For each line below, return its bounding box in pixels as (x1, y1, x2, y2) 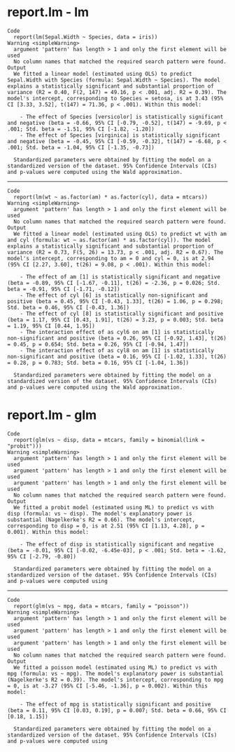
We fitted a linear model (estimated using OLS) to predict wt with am (13, 230, 227, 237)
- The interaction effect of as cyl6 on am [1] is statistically (20, 328, 215, 335)
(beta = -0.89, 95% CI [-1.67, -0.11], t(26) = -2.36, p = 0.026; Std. (7, 279, 220, 286)
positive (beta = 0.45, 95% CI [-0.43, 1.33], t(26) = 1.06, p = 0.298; (7, 297, 224, 305)
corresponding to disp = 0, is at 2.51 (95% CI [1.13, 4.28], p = (7, 522, 205, 530)
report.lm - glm (7, 408, 97, 423)
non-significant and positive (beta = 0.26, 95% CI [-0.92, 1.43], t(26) (7, 335, 227, 342)
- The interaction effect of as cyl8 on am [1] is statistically (20, 347, 215, 354)
